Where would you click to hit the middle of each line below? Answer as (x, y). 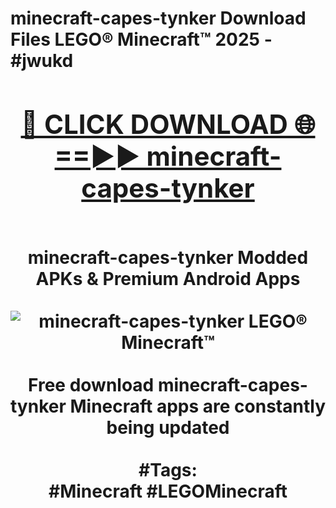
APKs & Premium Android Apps (168, 278)
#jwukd (42, 61)
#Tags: (168, 469)
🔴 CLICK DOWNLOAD (154, 124)
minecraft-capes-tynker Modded (168, 257)
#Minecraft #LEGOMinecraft (168, 491)
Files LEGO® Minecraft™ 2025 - (141, 39)
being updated (168, 427)
